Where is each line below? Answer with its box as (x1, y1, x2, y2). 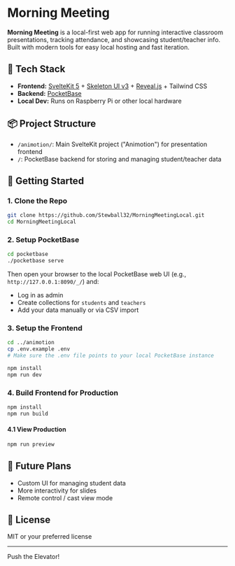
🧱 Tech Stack (7, 63, 66, 75)
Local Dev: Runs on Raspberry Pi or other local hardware (17, 97, 182, 105)
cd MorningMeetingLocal (7, 218, 77, 225)
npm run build (7, 410, 49, 417)
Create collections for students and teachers (17, 299, 146, 307)
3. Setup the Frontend (7, 323, 83, 333)
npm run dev (7, 371, 42, 378)
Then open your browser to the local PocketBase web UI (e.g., (7, 270, 187, 278)
